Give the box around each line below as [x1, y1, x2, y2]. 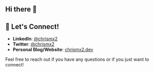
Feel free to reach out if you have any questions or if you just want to [5, 56, 149, 62]
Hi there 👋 [5, 5, 37, 14]
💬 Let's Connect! [5, 22, 59, 31]
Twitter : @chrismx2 [12, 41, 55, 47]
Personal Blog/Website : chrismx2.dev [12, 47, 94, 53]
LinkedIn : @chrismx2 [12, 36, 58, 42]
